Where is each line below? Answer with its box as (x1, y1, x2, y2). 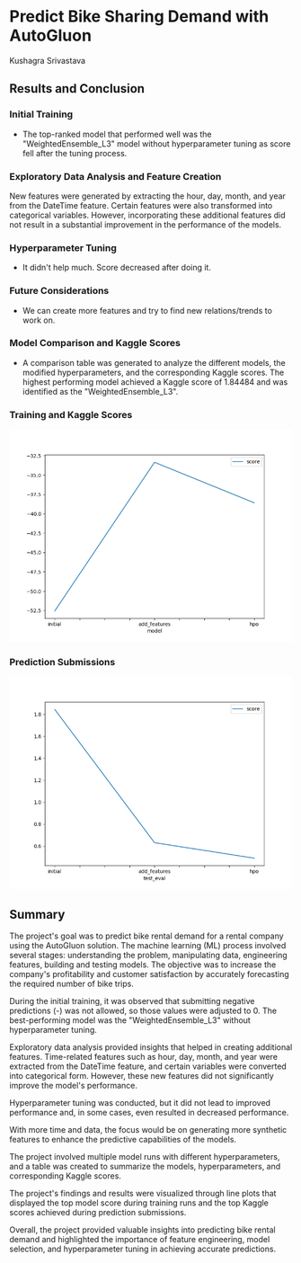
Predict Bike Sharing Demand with (9, 6, 270, 27)
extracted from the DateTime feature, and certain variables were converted (9, 1061, 288, 1072)
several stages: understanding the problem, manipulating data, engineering (9, 950, 288, 961)
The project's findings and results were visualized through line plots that (9, 1188, 277, 1199)
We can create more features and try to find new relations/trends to (22, 305, 272, 316)
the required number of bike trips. (9, 978, 135, 990)
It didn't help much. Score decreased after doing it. (22, 262, 211, 273)
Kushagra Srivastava (9, 55, 86, 66)
